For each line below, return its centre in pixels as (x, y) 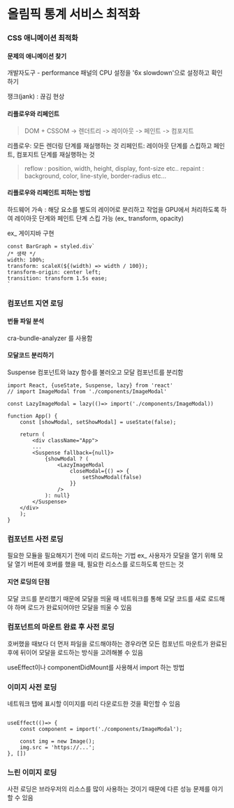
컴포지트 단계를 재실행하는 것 (56, 154)
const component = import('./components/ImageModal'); (101, 729)
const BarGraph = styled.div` (51, 246)
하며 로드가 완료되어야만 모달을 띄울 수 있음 (73, 607)
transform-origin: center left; (54, 272)
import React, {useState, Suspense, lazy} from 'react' (90, 385)
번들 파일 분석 (25, 321)
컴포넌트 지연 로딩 (36, 303)
